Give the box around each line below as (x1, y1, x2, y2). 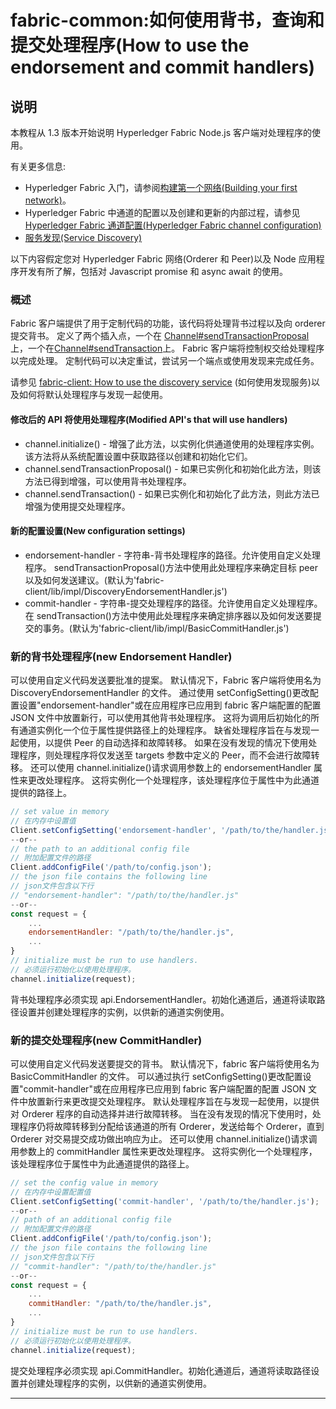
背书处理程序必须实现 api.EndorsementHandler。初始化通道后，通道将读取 (10, 993, 317, 1005)
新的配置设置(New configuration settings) (10, 525, 186, 537)
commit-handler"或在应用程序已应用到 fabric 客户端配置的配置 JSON (23, 1082, 307, 1095)
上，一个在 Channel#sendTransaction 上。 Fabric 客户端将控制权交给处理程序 (10, 342, 325, 355)
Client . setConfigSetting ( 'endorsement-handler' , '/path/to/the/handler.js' (10, 825, 333, 835)
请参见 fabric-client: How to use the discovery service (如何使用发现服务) (10, 376, 312, 388)
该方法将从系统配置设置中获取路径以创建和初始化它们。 (24, 450, 253, 462)
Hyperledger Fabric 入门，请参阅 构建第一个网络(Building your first (24, 182, 298, 193)
